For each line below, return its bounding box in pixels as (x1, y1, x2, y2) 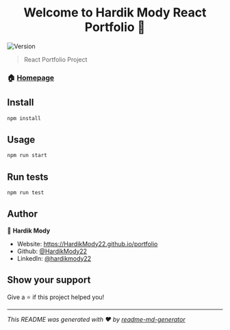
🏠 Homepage (7, 73, 55, 82)
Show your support (7, 274, 91, 286)
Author (7, 208, 38, 220)
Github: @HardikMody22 (16, 247, 88, 255)
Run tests (7, 171, 49, 182)
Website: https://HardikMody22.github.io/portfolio (16, 239, 158, 248)
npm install (7, 115, 41, 121)
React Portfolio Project (23, 55, 88, 63)
